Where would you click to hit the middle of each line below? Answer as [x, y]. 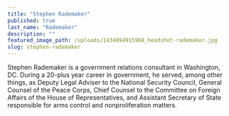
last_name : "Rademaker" [43, 27]
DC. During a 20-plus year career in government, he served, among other [115, 75]
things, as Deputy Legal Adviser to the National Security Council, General [114, 82]
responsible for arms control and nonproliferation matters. [92, 105]
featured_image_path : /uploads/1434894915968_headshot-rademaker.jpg [113, 41]
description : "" [31, 34]
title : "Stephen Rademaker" [49, 14]
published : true [31, 21]
